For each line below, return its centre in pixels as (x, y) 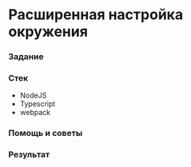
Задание (26, 57)
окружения (48, 32)
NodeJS (33, 95)
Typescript (38, 104)
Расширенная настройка (96, 15)
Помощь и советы (46, 133)
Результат (29, 155)
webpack (35, 113)
